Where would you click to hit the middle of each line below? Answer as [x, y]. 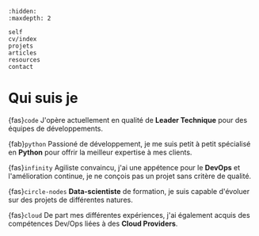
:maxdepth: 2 [30, 18]
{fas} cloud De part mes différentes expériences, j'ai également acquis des [129, 215]
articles [23, 53]
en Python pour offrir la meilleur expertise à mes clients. [100, 152]
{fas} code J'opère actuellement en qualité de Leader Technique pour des [128, 120]
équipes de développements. [56, 128]
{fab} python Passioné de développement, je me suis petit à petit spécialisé [129, 143]
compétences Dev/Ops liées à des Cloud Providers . [93, 223]
